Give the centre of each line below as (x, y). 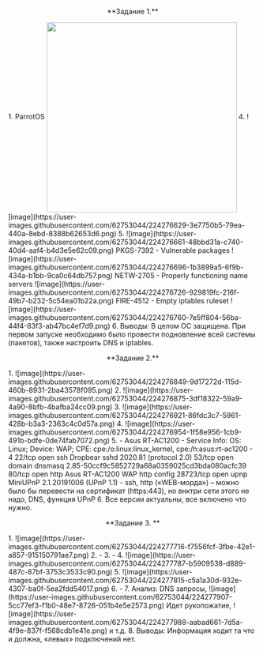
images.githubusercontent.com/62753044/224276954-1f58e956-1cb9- (125, 432)
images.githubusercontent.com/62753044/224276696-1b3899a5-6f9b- (126, 267)
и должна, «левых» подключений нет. (72, 639)
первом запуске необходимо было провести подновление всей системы (132, 334)
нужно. (20, 508)
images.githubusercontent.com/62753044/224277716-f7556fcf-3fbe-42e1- (132, 547)
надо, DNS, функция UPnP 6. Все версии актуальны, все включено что (127, 499)
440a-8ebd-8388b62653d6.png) (62, 233)
